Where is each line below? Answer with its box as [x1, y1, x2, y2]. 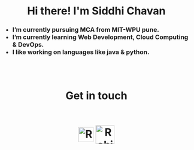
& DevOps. [12, 41, 44, 49]
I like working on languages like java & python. [12, 48, 150, 56]
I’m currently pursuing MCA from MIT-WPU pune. [12, 26, 159, 34]
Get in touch [65, 88, 128, 102]
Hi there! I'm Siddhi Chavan [27, 4, 166, 18]
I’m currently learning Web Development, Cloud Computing [12, 33, 189, 41]
